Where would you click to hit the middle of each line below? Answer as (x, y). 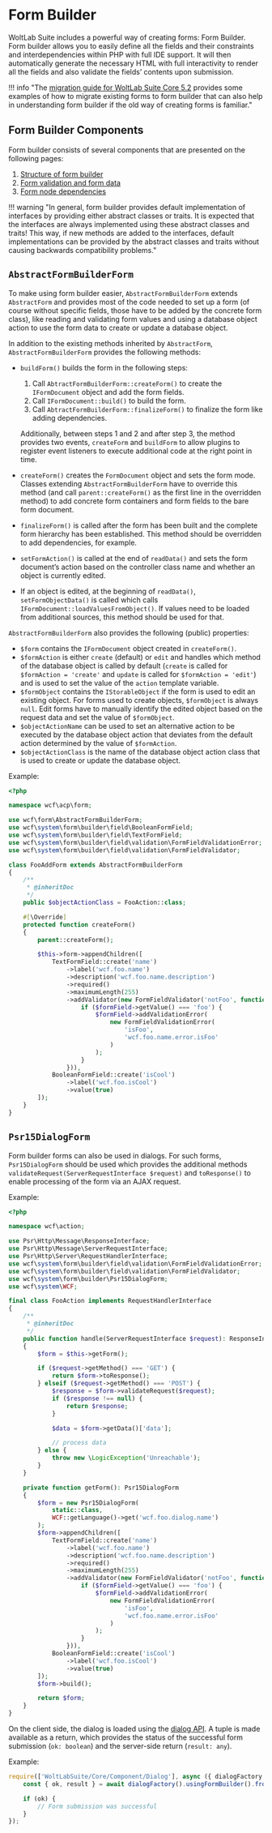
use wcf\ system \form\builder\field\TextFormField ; (96, 835)
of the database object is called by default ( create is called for (124, 666)
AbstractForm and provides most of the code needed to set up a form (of (129, 302)
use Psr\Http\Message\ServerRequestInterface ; (88, 1249)
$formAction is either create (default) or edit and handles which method (140, 657)
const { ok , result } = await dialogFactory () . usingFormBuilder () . (139, 1784)
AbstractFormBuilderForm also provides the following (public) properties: (129, 632)
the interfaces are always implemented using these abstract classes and (129, 224)
